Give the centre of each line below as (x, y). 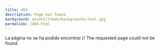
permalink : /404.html (28, 24)
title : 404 (16, 10)
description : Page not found (35, 14)
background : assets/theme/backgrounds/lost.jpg (56, 19)
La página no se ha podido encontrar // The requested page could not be (80, 38)
